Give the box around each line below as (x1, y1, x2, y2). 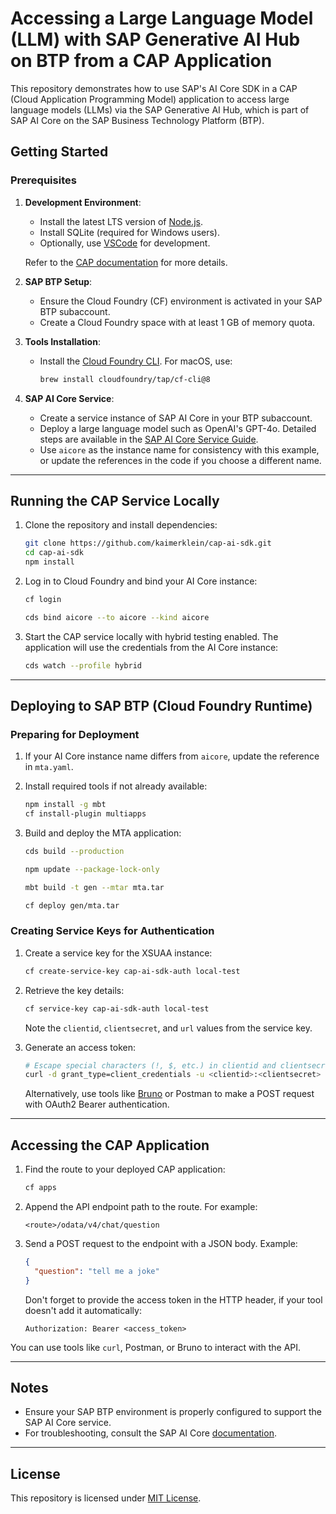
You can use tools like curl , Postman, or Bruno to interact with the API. (10, 1341, 302, 1353)
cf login (24, 594, 62, 604)
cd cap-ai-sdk (24, 548, 84, 558)
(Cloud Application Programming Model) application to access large (10, 93, 290, 105)
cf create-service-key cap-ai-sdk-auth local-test (24, 966, 241, 976)
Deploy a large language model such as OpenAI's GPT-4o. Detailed (39, 422, 317, 434)
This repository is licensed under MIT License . (10, 1492, 202, 1504)
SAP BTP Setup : (24, 275, 93, 287)
